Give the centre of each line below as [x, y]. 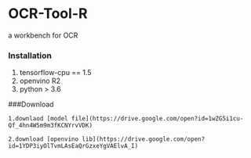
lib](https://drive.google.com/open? [144, 139]
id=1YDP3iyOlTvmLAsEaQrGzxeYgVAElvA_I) [73, 146]
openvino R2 [40, 81]
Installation [30, 56]
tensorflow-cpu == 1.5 [55, 73]
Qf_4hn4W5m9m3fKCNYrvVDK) [50, 126]
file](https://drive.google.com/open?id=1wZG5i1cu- [157, 119]
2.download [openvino [44, 139]
